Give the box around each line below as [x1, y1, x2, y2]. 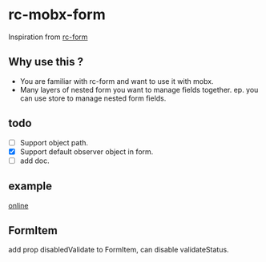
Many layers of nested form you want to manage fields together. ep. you [19, 85, 259, 94]
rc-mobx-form [8, 6, 106, 24]
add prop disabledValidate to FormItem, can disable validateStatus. [8, 245, 230, 255]
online [8, 200, 29, 210]
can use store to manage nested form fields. [19, 93, 167, 103]
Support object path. [19, 137, 89, 147]
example [8, 180, 53, 193]
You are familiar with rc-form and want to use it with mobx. [19, 76, 214, 85]
